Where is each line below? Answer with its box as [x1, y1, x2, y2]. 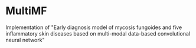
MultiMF [5, 4, 47, 18]
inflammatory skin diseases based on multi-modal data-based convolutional [5, 30, 190, 37]
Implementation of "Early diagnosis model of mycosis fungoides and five [5, 24, 182, 31]
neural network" [5, 36, 45, 43]
